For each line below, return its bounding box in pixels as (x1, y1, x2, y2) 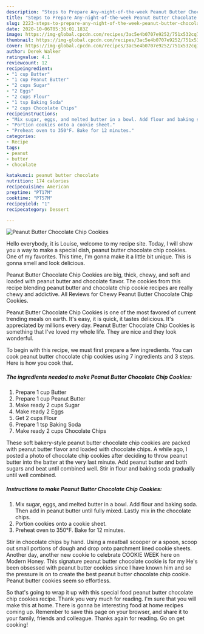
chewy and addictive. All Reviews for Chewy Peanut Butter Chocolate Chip (6, 291, 193, 298)
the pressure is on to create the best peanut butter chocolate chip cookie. (6, 571, 191, 578)
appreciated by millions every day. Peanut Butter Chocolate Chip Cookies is (6, 322, 195, 329)
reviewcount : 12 (6, 60, 47, 66)
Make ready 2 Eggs (15, 408, 64, 415)
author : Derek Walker (6, 49, 61, 55)
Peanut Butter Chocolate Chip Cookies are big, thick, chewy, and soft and (6, 271, 190, 278)
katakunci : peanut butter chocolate (6, 173, 99, 179)
